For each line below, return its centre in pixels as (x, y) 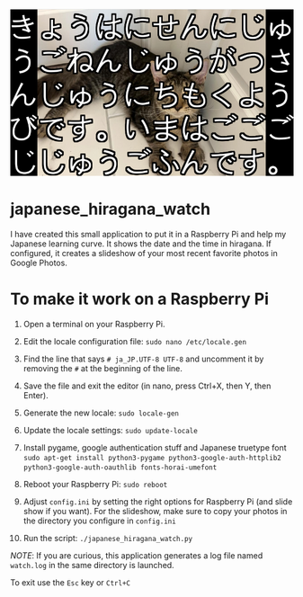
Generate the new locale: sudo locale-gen (101, 413)
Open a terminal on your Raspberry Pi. (94, 324)
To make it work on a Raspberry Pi (139, 299)
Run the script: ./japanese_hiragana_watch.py (108, 538)
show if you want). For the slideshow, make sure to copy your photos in (155, 511)
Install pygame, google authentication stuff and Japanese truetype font (155, 447)
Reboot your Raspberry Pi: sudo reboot (95, 484)
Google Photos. (39, 263)
